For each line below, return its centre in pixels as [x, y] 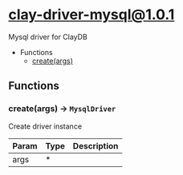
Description [96, 145]
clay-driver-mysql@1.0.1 [91, 15]
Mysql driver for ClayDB [48, 37]
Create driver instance [45, 126]
